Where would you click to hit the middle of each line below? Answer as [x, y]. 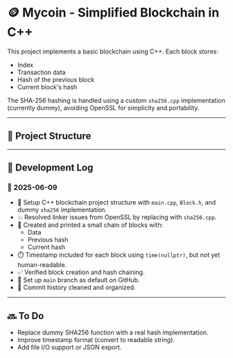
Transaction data [41, 72]
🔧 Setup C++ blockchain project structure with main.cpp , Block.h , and [116, 203]
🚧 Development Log [50, 168]
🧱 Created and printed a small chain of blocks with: [90, 225]
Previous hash [48, 240]
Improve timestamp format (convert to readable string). [96, 340]
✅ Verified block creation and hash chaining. [81, 272]
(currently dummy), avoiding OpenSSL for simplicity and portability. [103, 108]
